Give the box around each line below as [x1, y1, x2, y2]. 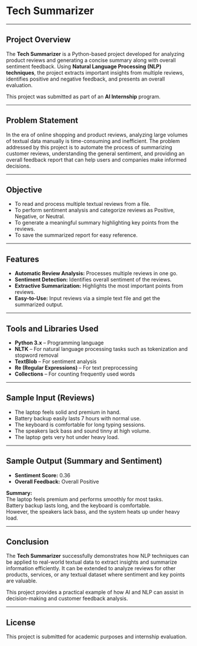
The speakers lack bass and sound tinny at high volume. [14, 427, 151, 434]
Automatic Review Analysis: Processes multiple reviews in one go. [14, 270, 178, 277]
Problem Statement [6, 116, 79, 126]
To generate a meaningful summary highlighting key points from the [14, 219, 179, 226]
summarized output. [14, 301, 63, 308]
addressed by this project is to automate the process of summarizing [6, 143, 172, 150]
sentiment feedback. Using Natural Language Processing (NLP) [6, 63, 162, 70]
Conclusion [6, 537, 49, 547]
